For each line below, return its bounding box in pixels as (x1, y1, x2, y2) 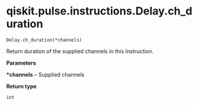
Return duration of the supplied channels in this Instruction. (6, 47, 154, 55)
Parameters (6, 59, 36, 66)
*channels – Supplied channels (6, 71, 85, 78)
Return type (6, 83, 37, 90)
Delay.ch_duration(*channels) (6, 37, 83, 43)
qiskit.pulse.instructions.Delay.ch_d (6, 4, 193, 18)
